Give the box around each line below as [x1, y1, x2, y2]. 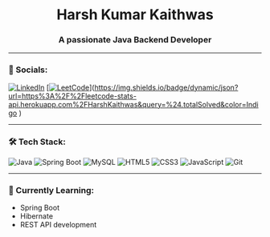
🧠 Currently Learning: [8, 185, 95, 195]
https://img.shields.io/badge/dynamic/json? [94, 82, 239, 92]
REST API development [19, 220, 97, 230]
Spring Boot [19, 203, 60, 213]
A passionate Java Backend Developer [58, 34, 212, 46]
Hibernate [19, 211, 54, 221]
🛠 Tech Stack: [8, 136, 66, 147]
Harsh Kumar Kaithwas [55, 6, 215, 24]
